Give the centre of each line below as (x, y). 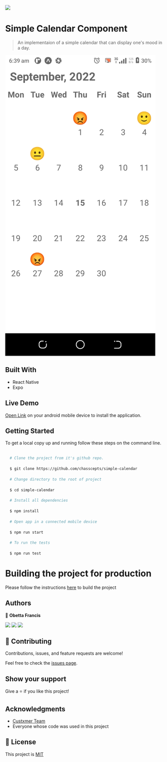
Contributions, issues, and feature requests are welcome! (64, 653)
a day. (24, 48)
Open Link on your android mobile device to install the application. (73, 415)
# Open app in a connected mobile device (53, 522)
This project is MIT (24, 754)
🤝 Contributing (28, 641)
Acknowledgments (35, 709)
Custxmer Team (29, 721)
